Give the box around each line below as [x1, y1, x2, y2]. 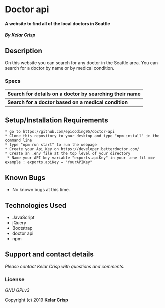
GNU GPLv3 [5, 287, 30, 293]
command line [5, 138, 32, 143]
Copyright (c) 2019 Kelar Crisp [5, 297, 68, 303]
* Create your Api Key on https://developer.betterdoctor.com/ [5, 147, 140, 152]
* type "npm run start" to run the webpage [5, 142, 97, 147]
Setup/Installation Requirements [5, 116, 108, 124]
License [5, 276, 25, 283]
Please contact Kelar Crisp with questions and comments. [5, 263, 125, 269]
